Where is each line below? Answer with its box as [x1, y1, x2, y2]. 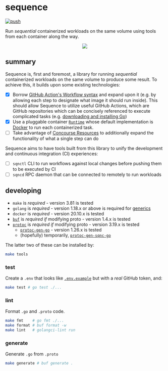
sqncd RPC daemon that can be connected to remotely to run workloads [12, 171, 161, 177]
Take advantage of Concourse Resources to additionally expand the [12, 129, 154, 135]
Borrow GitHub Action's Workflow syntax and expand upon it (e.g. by [12, 91, 156, 98]
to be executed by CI [12, 166, 57, 172]
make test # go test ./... [5, 285, 62, 290]
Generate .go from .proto [5, 351, 59, 357]
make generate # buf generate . [5, 361, 73, 366]
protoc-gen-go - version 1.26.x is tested [20, 226, 102, 233]
